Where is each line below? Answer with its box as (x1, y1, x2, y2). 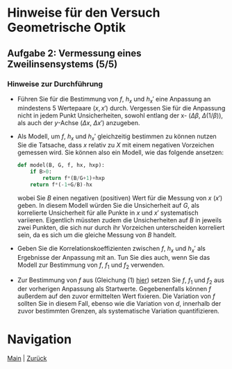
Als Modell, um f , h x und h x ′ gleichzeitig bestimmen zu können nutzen (17, 132, 217, 142)
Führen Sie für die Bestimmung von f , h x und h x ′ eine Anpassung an (17, 95, 211, 105)
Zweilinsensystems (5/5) (7, 58, 118, 70)
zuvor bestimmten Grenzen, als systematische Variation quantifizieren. (17, 307, 220, 315)
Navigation (7, 331, 72, 347)
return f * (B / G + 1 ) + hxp (42, 175, 106, 182)
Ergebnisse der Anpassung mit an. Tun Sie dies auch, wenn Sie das (17, 253, 210, 261)
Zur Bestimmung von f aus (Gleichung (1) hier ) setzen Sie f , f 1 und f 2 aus (17, 276, 224, 286)
